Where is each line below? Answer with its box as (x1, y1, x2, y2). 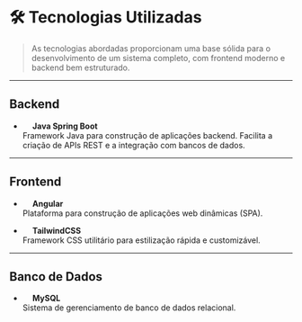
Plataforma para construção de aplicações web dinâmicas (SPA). (22, 208, 263, 219)
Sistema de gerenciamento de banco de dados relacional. (22, 302, 236, 313)
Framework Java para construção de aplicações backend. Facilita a (22, 130, 273, 140)
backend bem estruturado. (31, 62, 130, 73)
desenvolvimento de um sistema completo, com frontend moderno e (31, 52, 286, 63)
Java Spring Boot (32, 121, 98, 131)
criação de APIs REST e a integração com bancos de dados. (22, 139, 245, 150)
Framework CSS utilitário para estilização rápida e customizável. (22, 235, 261, 246)
